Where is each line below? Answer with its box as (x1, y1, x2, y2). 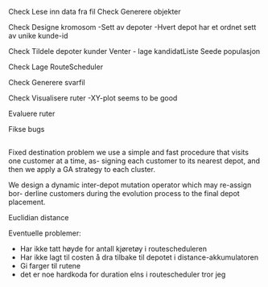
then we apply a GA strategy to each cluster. (8, 165, 155, 174)
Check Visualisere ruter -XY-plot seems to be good (8, 93, 178, 103)
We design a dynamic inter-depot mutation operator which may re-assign (8, 180, 252, 190)
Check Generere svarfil (8, 78, 86, 87)
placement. (8, 197, 46, 207)
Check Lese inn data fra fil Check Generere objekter (8, 7, 181, 16)
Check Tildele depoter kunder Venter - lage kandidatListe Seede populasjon (8, 47, 261, 55)
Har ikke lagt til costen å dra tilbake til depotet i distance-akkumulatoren (19, 252, 259, 262)
